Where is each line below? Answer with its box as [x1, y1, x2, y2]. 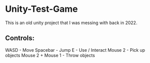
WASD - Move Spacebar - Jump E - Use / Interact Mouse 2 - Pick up [5, 47, 145, 53]
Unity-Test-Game [5, 3, 78, 15]
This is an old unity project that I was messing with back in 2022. [5, 20, 138, 26]
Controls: [5, 34, 35, 42]
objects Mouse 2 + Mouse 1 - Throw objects [5, 52, 95, 58]
